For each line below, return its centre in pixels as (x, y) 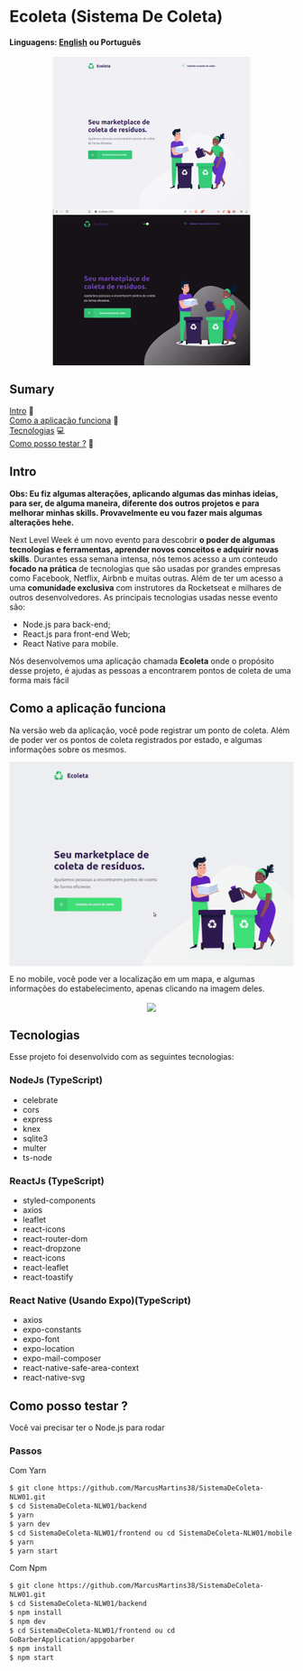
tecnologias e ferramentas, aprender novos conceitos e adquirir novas (144, 549)
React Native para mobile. (70, 643)
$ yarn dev (30, 1524)
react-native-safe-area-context (81, 1368)
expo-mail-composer (62, 1358)
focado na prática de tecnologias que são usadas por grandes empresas (145, 568)
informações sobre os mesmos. (68, 749)
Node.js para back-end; (66, 624)
